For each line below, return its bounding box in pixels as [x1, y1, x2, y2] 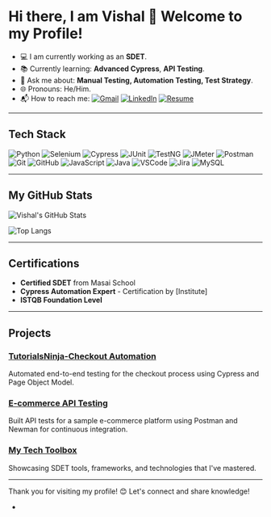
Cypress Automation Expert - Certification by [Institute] [19, 287, 208, 296]
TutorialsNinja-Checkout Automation [8, 351, 156, 362]
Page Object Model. [8, 377, 75, 387]
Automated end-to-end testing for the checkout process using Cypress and [8, 369, 260, 379]
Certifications [8, 256, 80, 270]
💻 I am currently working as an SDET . [19, 52, 148, 61]
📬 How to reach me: [19, 93, 90, 103]
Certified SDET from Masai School [19, 278, 135, 288]
